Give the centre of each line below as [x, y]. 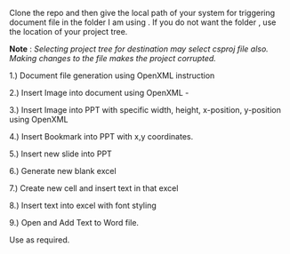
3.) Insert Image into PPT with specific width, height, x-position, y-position [145, 110]
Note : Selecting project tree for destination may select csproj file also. [139, 49]
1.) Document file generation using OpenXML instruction [112, 75]
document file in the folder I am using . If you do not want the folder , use [143, 22]
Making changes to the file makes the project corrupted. [113, 58]
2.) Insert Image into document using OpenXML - [99, 93]
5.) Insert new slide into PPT [61, 154]
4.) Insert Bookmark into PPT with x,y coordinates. [101, 136]
